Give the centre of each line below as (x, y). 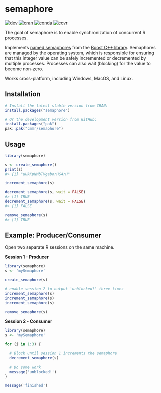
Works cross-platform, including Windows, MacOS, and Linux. (69, 78)
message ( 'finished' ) (27, 386)
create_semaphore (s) (27, 280)
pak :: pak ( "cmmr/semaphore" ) (34, 129)
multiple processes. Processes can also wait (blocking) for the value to (78, 63)
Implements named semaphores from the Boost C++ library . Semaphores (80, 47)
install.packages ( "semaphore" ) (38, 110)
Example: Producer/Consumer (53, 235)
